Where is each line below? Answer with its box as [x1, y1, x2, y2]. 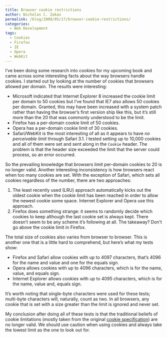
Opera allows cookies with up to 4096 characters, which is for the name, [12, 265, 162, 271]
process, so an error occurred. [12, 152, 76, 158]
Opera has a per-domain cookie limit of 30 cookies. [12, 125, 118, 131]
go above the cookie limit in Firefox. [12, 224, 86, 230]
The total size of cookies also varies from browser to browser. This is [5, 234, 147, 240]
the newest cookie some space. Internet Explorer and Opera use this [12, 198, 154, 204]
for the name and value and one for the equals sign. [12, 260, 119, 266]
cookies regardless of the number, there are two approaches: [5, 177, 131, 183]
